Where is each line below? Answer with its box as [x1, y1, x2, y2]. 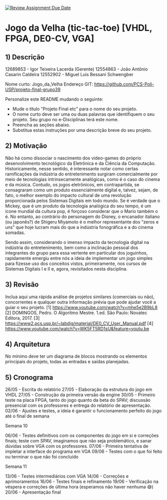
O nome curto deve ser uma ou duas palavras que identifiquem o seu [12, 111, 155, 117]
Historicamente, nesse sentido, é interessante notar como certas [5, 165, 139, 171]
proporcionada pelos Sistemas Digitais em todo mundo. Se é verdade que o [5, 197, 161, 203]
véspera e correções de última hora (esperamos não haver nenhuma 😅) [5, 484, 154, 490]
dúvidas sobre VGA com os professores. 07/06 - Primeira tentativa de [5, 443, 149, 449]
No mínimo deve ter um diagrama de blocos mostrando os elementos [5, 353, 147, 359]
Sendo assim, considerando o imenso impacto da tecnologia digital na [5, 239, 150, 245]
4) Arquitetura [5, 340, 51, 349]
